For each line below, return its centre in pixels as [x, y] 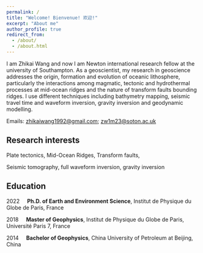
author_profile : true [34, 29]
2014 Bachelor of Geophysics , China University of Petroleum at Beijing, [100, 238]
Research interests [43, 141]
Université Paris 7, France [38, 226]
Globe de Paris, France [35, 207]
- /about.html [30, 47]
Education [26, 187]
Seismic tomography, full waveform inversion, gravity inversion [86, 167]
